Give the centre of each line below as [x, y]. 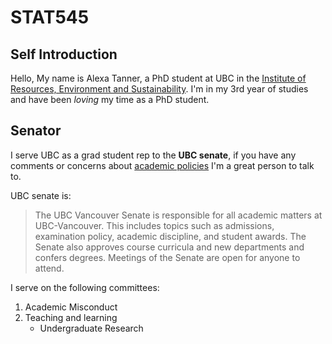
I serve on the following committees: [85, 287]
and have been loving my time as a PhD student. [110, 99]
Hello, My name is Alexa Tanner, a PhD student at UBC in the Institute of [158, 78]
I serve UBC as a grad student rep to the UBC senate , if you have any [153, 155]
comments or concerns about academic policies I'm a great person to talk [162, 165]
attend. [49, 268]
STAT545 [50, 17]
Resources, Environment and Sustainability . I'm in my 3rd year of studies [159, 89]
